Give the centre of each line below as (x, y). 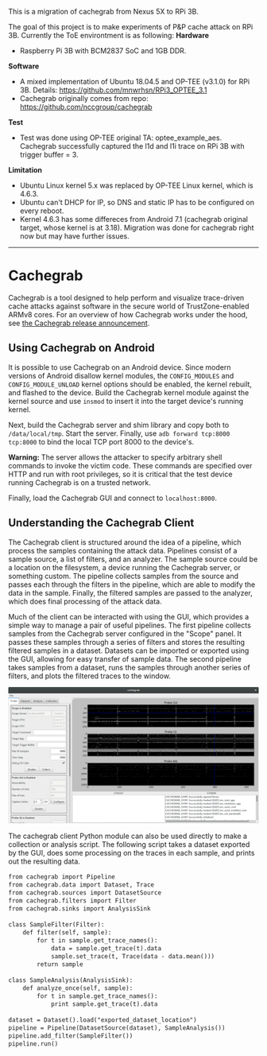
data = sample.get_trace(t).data (106, 949)
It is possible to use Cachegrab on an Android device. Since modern (120, 367)
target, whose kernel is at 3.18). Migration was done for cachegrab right (137, 227)
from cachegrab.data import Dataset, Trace (81, 885)
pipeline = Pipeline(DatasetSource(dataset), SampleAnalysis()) (117, 1028)
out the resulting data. (44, 861)
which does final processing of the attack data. (85, 601)
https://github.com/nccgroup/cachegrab (86, 107)
